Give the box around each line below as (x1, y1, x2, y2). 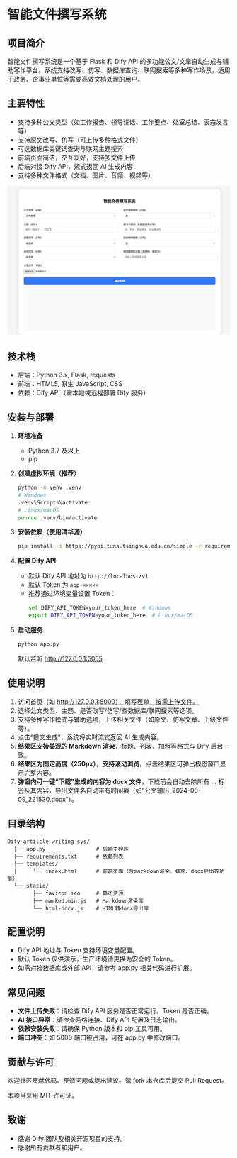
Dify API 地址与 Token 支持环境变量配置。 (17, 946, 139, 954)
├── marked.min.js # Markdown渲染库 (33, 897, 144, 905)
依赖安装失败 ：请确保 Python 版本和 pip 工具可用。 (17, 1025, 166, 1033)
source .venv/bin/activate (17, 514, 98, 522)
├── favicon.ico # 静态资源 (33, 890, 124, 897)
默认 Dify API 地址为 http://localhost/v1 (28, 572, 149, 580)
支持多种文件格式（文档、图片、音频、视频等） (17, 171, 154, 180)
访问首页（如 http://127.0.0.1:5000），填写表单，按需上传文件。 (17, 697, 200, 706)
